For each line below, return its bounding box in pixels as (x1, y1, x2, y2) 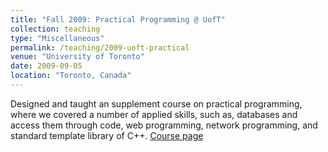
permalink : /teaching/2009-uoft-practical (10, 42, 190, 53)
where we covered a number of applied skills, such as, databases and (10, 108, 298, 120)
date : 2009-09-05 (10, 61, 83, 71)
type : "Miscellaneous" (10, 33, 105, 43)
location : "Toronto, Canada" (10, 71, 132, 81)
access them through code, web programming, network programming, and (10, 119, 318, 131)
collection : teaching (10, 24, 101, 34)
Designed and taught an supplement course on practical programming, (10, 97, 303, 110)
